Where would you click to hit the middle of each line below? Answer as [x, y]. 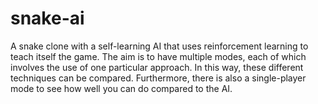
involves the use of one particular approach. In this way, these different [157, 67]
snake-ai [47, 18]
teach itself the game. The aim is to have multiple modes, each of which [158, 56]
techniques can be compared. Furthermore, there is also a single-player [158, 78]
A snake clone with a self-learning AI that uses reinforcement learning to [159, 46]
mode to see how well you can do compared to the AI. [121, 88]
